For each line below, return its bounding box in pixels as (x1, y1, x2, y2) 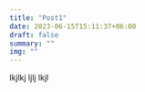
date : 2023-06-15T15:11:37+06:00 (9, 22, 137, 31)
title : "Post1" (9, 13, 67, 23)
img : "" (9, 47, 39, 56)
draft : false (9, 30, 59, 39)
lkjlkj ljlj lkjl (9, 72, 49, 83)
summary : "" (9, 38, 55, 48)
